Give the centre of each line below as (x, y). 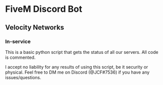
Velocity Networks (35, 27)
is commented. (20, 57)
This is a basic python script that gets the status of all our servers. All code (82, 52)
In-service (18, 42)
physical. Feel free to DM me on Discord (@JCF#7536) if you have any (78, 72)
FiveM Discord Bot (44, 9)
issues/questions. (23, 77)
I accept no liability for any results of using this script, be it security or (77, 67)
